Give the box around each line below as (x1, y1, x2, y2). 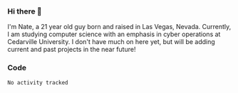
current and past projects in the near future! (7, 45, 136, 54)
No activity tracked (7, 79, 69, 86)
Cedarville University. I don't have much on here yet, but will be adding (7, 38, 215, 46)
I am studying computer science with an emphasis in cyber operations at (7, 30, 221, 38)
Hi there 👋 (7, 6, 43, 16)
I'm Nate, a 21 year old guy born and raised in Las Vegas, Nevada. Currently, (7, 23, 232, 31)
